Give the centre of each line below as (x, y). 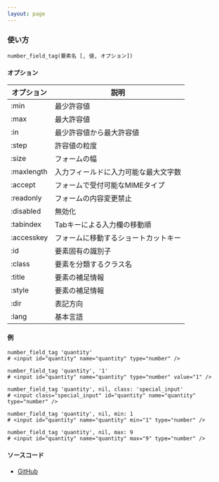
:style (20, 290)
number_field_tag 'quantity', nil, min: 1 (70, 414)
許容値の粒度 (76, 146)
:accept (23, 185)
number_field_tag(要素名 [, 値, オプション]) (70, 56)
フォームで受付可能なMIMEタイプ (110, 185)
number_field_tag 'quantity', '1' (58, 371)
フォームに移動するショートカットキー (118, 238)
